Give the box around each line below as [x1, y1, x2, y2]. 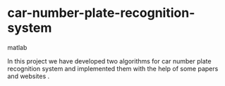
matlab [7, 43, 28, 51]
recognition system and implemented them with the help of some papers [7, 64, 219, 73]
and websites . [7, 72, 50, 80]
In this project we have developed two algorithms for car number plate [7, 56, 212, 65]
